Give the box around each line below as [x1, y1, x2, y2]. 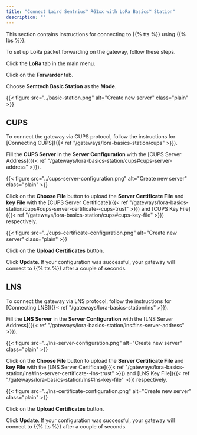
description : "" [6, 14, 46, 20]
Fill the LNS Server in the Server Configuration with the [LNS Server [6, 315, 173, 323]
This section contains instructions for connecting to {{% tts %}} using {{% [6, 30, 186, 37]
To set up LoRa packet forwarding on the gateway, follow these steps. [6, 48, 176, 55]
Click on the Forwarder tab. [6, 71, 74, 78]
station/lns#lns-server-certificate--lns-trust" [6, 370, 114, 377]
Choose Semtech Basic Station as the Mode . [6, 82, 117, 89]
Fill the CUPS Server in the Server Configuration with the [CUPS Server [6, 151, 182, 158]
